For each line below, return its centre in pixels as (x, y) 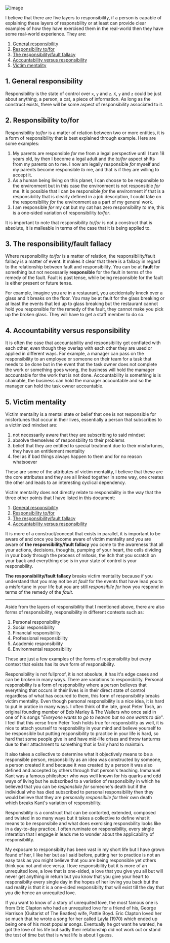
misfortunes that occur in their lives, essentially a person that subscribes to (83, 420)
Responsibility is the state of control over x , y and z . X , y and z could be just (83, 94)
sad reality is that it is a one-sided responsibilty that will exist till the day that (85, 888)
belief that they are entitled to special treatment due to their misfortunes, (88, 446)
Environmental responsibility (42, 649)
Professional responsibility (40, 638)
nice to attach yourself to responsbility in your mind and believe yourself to (83, 728)
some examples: (22, 143)
